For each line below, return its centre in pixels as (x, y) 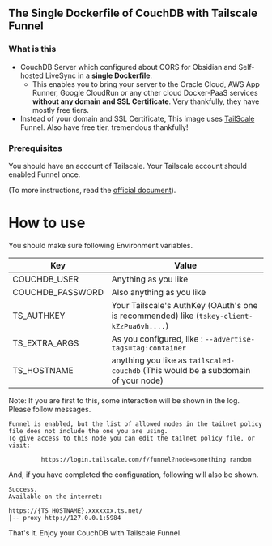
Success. (23, 489)
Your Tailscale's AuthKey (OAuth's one (185, 305)
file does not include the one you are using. (88, 431)
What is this (32, 49)
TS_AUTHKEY (39, 316)
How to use (47, 223)
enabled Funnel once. (45, 174)
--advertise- (230, 339)
